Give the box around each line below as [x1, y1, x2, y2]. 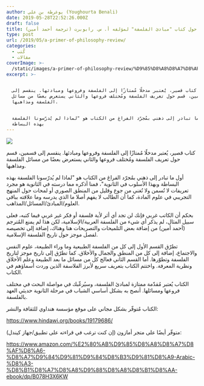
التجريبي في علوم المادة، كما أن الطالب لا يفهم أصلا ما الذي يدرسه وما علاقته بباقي [6, 193, 192, 200]
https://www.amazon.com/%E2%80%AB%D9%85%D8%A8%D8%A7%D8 [6, 340, 194, 348]
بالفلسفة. [6, 293, 28, 300]
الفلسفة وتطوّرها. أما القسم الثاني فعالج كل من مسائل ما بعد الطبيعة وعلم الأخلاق [6, 255, 189, 262]
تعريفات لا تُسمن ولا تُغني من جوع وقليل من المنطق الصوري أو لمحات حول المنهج [6, 186, 189, 194]
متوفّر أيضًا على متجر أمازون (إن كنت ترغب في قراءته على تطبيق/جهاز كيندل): [6, 328, 182, 335]
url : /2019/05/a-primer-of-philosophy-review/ [6, 37, 126, 43]
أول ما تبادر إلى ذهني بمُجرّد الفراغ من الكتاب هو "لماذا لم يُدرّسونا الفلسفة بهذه [6, 174, 184, 181]
